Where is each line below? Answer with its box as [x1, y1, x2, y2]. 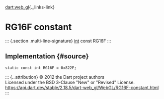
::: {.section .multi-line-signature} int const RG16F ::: [5, 38, 111, 44]
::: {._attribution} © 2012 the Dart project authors [5, 74, 104, 80]
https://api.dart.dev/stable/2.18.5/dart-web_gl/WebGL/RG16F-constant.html [5, 84, 159, 91]
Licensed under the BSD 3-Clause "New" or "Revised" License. [5, 79, 135, 85]
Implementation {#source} [5, 52, 89, 61]
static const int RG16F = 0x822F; [5, 65, 77, 70]
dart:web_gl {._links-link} [5, 4, 55, 10]
